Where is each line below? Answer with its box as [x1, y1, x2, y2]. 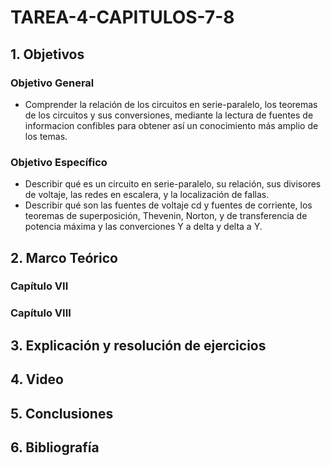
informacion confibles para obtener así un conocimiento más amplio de [24, 119, 319, 131]
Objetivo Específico [10, 155, 108, 169]
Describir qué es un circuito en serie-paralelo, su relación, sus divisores [24, 178, 322, 190]
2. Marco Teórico [10, 249, 118, 266]
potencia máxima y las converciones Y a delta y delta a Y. [24, 221, 263, 233]
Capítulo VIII [10, 306, 72, 320]
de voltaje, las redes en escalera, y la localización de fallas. [24, 189, 270, 201]
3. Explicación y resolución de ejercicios [10, 337, 267, 354]
